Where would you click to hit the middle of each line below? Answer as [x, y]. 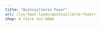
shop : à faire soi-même [30, 19]
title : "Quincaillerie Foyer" [36, 10]
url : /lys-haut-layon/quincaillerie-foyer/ [51, 14]
